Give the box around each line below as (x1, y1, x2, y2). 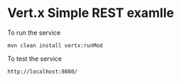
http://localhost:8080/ (7, 68, 78, 75)
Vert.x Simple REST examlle (7, 5, 175, 21)
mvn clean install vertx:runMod (7, 42, 103, 49)
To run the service (7, 28, 61, 37)
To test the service (7, 54, 62, 63)
